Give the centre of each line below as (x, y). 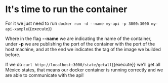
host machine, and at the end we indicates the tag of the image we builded (83, 49)
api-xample (17, 29)
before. (13, 55)
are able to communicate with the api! (45, 75)
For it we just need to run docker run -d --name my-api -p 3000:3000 (77, 23)
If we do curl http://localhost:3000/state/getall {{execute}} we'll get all (83, 64)
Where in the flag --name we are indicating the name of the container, (78, 38)
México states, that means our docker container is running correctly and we (84, 70)
